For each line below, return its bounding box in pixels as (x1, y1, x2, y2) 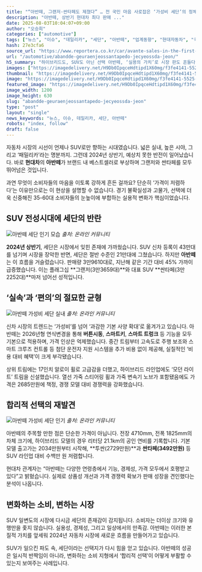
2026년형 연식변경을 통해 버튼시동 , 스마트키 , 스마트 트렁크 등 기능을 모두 (22, 330, 192, 337)
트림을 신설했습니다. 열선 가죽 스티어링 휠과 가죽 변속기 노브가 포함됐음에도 (14, 373, 189, 380)
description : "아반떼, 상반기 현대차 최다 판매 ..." (6, 14, 125, 20)
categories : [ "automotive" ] (6, 31, 77, 37)
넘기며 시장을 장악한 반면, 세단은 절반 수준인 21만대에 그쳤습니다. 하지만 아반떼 (12, 250, 196, 258)
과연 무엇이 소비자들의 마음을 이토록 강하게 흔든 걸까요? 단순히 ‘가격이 (6, 179, 170, 186)
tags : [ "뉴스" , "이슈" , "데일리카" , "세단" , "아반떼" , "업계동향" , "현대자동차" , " (6, 37, 194, 43)
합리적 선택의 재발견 (6, 400, 76, 410)
